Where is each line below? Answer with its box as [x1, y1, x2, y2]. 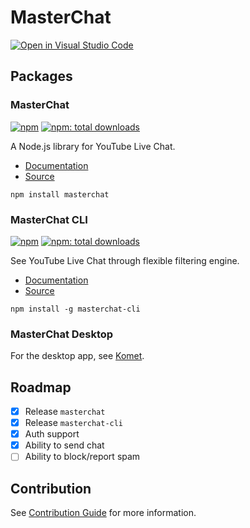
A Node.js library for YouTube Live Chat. [10, 140, 176, 152]
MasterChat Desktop [10, 327, 114, 341]
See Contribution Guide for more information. [10, 507, 197, 519]
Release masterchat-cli [24, 417, 124, 429]
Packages [10, 68, 73, 85]
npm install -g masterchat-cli [10, 304, 141, 314]
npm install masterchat [10, 189, 110, 200]
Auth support [24, 428, 80, 440]
